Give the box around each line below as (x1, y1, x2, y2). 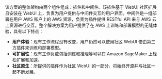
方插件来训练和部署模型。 (12, 45, 64, 50)
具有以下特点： (13, 29, 44, 34)
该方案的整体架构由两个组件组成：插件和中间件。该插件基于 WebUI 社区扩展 (5, 4, 157, 10)
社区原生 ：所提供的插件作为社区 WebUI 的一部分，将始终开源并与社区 (12, 63, 151, 69)
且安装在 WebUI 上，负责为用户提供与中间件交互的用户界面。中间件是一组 (5, 10, 153, 16)
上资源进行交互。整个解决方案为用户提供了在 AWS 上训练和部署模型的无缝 (5, 22, 153, 28)
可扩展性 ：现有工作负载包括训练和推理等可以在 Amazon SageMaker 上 (12, 51, 153, 57)
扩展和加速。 (16, 57, 42, 63)
